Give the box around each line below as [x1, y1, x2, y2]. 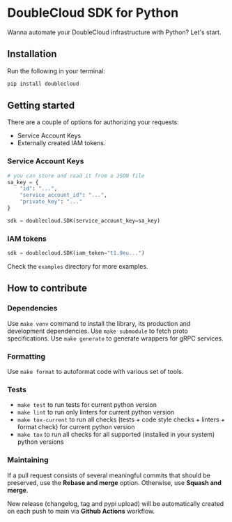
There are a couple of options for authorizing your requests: [7, 118, 180, 126]
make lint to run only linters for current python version [17, 408, 175, 417]
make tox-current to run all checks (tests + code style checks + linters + [17, 415, 225, 424]
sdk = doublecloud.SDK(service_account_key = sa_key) [7, 217, 160, 224]
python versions [17, 438, 64, 446]
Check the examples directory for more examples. [7, 262, 148, 271]
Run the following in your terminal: [7, 66, 106, 75]
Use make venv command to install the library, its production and [7, 319, 191, 327]
